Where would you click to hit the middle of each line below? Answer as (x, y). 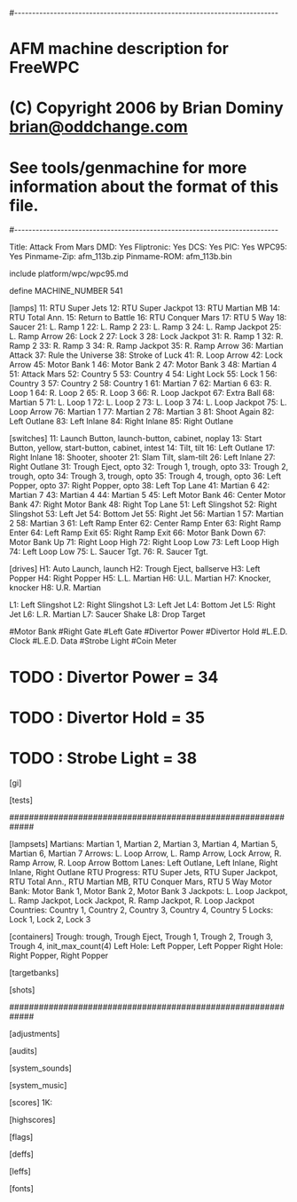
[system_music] (38, 1085)
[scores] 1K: (31, 1102)
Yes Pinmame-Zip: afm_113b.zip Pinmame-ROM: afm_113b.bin (121, 257)
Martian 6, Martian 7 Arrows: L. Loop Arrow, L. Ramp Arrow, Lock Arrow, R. (145, 853)
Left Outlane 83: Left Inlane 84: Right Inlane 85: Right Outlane (121, 422)
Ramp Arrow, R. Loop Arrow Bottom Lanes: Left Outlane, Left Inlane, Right (144, 862)
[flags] (21, 1136)
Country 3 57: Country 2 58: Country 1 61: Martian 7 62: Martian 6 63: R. (141, 384)
